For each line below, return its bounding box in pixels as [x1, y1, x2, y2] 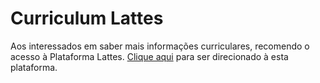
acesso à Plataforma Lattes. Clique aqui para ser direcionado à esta [10, 50, 289, 62]
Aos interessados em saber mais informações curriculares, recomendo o [10, 40, 310, 52]
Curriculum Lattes [10, 7, 164, 30]
